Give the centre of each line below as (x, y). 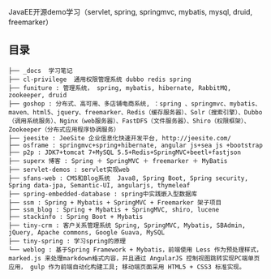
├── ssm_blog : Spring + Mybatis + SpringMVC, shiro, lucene (114, 209)
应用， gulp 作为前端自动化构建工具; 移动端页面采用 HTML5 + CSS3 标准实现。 (127, 267)
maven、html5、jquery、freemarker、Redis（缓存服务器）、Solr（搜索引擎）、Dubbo (135, 112)
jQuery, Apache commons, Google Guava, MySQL (86, 232)
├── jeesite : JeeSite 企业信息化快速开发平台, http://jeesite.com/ (120, 138)
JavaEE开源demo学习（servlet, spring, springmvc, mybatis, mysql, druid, (131, 12)
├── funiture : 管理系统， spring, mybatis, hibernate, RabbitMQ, (120, 88)
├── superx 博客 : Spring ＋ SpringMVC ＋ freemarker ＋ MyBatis (118, 161)
